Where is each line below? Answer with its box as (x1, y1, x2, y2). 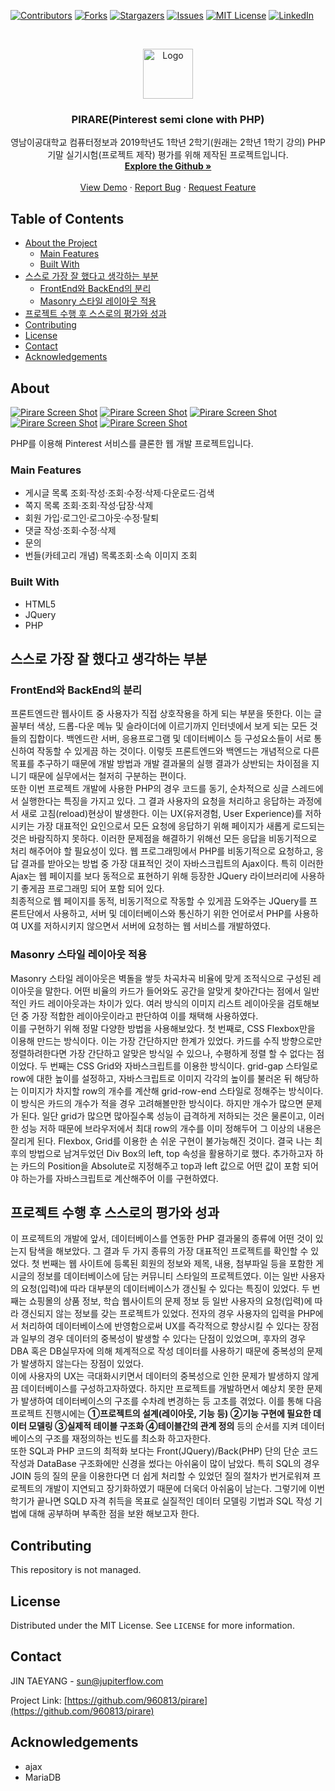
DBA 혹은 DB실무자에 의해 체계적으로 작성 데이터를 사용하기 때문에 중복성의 (10, 1345, 305, 1357)
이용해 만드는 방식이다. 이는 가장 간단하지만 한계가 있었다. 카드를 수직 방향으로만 (10, 1035, 323, 1047)
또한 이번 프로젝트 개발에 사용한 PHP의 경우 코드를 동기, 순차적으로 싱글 (10, 783, 290, 795)
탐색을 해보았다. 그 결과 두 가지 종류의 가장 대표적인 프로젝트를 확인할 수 (28, 1245, 309, 1257)
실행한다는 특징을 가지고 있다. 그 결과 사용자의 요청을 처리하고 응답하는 (20, 795, 296, 807)
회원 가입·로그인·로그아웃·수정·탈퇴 (24, 512, 160, 524)
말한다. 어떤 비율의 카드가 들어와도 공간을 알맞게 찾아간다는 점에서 (44, 985, 302, 997)
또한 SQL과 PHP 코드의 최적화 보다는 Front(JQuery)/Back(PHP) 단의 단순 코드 (10, 1445, 319, 1457)
